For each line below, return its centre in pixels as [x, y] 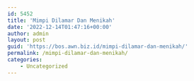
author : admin [28, 33]
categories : [25, 60]
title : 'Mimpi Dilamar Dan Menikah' [61, 20]
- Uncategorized [44, 66]
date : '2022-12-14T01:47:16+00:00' [60, 27]
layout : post [27, 40]
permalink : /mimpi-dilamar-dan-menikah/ [68, 54]
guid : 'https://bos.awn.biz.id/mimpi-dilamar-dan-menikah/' [98, 46]
